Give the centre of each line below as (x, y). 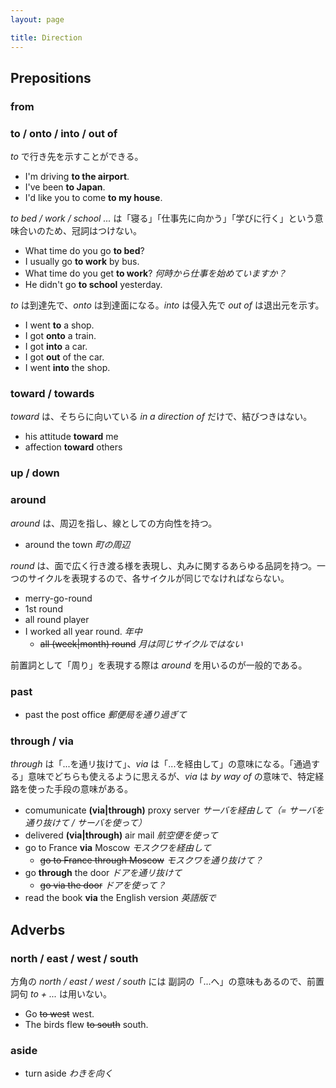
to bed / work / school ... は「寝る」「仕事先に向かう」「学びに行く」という (162, 218)
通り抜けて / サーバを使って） (85, 823)
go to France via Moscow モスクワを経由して (118, 848)
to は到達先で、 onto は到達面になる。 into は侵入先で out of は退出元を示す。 (167, 305)
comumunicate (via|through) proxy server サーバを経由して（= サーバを (174, 810)
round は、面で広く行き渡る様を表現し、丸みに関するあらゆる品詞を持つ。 (163, 565)
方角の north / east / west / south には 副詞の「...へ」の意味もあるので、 (158, 981)
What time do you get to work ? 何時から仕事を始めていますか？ (155, 273)
